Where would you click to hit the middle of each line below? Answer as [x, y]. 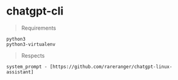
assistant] [20, 72]
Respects [33, 55]
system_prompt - [27, 67]
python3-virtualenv [31, 44]
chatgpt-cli [35, 11]
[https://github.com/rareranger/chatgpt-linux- [111, 67]
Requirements [39, 28]
